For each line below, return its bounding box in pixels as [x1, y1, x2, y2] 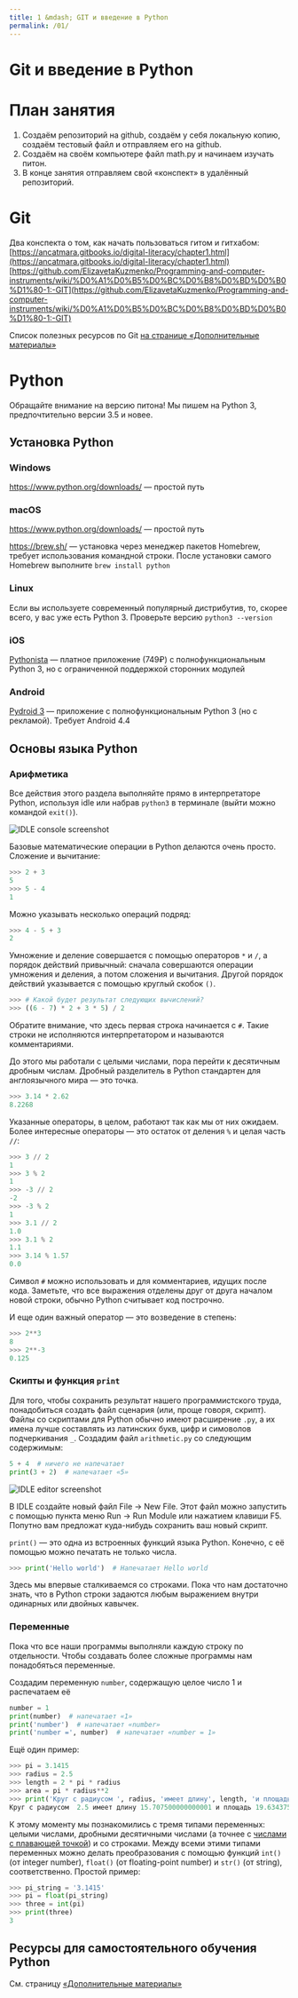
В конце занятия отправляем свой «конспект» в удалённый [21, 167, 249, 178]
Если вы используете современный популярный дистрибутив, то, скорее [9, 602, 288, 613]
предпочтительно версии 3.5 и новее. [9, 409, 153, 420]
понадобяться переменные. [9, 1660, 115, 1670]
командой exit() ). [9, 807, 78, 818]
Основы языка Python [9, 741, 138, 756]
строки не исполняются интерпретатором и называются [9, 1029, 224, 1040]
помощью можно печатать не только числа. [9, 1546, 177, 1557]
